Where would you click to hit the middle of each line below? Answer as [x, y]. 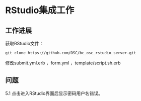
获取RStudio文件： [24, 43]
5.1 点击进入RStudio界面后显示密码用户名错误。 [54, 93]
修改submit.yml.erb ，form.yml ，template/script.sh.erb [63, 63]
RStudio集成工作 [40, 10]
